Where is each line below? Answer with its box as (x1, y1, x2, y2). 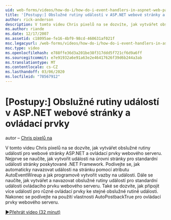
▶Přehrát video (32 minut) (5, 209, 61, 215)
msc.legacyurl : (5, 41, 38, 46)
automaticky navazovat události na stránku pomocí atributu (5, 166, 130, 172)
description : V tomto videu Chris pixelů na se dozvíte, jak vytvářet (5, 21, 158, 27)
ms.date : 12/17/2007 (5, 31, 49, 36)
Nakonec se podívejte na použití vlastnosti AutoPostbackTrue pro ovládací (5, 193, 161, 200)
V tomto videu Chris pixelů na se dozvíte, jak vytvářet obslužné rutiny (5, 144, 151, 151)
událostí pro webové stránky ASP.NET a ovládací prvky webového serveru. (5, 150, 162, 156)
